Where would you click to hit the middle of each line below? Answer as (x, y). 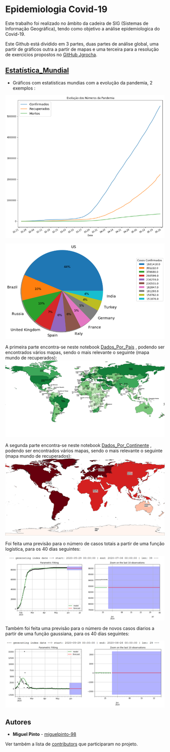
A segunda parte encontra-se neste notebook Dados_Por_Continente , (78, 446)
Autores (18, 722)
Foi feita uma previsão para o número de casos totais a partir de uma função (85, 543)
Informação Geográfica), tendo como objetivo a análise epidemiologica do (83, 28)
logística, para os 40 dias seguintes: (43, 549)
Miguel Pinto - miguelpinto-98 (45, 734)
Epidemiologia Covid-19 (56, 9)
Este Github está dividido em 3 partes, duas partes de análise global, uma (82, 43)
